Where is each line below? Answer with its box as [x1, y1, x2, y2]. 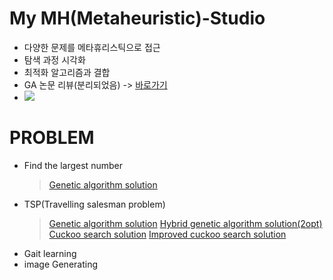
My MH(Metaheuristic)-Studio [9, 7, 266, 30]
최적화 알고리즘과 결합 [23, 66, 111, 78]
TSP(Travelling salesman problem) [23, 198, 166, 210]
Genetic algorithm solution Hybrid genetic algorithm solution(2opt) [48, 217, 323, 229]
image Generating [23, 258, 98, 270]
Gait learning [23, 247, 77, 259]
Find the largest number [23, 159, 123, 171]
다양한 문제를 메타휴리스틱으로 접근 [23, 41, 161, 53]
